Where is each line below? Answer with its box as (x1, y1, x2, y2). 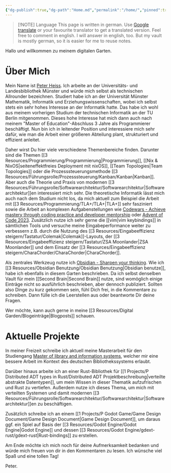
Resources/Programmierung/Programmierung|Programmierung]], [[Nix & (5, 157, 158, 163)
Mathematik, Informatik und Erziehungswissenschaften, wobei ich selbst (5, 98, 157, 105)
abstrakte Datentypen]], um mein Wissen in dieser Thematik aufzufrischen (5, 379, 162, 385)
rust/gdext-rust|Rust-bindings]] (5, 432, 71, 438)
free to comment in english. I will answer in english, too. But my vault (17, 32, 162, 38)
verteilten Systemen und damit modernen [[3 (5, 390, 100, 396)
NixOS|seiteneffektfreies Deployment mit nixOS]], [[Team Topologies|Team (5, 163, 163, 169)
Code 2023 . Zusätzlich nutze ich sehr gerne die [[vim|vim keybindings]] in (5, 217, 161, 223)
